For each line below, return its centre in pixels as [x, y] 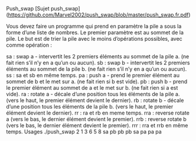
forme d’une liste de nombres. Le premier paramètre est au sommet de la [95, 32]
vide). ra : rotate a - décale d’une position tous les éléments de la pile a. [93, 94]
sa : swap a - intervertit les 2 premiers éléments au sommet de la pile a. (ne [98, 56]
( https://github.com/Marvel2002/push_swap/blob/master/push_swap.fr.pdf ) [98, 15]
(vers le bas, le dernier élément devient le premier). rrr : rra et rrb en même [97, 125]
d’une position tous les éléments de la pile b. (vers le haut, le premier [90, 106]
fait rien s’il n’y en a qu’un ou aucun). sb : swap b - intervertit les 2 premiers [98, 63]
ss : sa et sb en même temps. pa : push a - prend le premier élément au [93, 75]
